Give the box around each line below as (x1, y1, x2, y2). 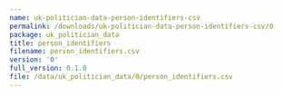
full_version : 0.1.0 (9, 64, 88, 73)
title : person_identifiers (9, 38, 112, 48)
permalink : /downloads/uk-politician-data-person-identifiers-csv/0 (9, 22, 274, 31)
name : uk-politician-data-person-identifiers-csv (9, 13, 201, 23)
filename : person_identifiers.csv (9, 47, 141, 56)
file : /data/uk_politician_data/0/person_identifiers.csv (9, 72, 233, 81)
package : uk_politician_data (9, 30, 120, 39)
